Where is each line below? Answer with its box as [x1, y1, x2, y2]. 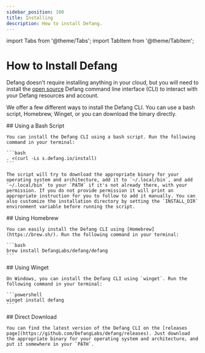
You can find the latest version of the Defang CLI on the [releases [6, 325, 188, 332]
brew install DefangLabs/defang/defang [6, 248, 108, 254]
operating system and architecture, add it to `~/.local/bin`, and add [6, 177, 193, 183]
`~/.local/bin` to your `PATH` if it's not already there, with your [6, 182, 188, 189]
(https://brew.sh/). [6, 232, 59, 238]
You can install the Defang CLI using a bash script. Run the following [6, 134, 196, 140]
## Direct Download [6, 313, 57, 321]
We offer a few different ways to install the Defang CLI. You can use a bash [6, 104, 195, 111]
